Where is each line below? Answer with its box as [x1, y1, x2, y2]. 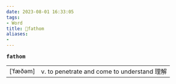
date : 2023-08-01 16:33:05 [6, 8, 74, 15]
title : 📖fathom [6, 25, 45, 32]
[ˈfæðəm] [9, 67, 36, 75]
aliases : [6, 31, 28, 37]
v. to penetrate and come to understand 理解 [41, 67, 167, 76]
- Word [6, 20, 23, 26]
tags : [6, 14, 20, 20]
